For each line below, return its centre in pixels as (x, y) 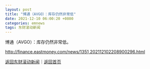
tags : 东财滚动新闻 (23, 28)
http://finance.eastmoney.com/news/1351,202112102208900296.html (75, 52)
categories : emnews (25, 23)
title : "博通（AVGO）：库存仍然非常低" (41, 14)
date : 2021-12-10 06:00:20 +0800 (39, 18)
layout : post (18, 9)
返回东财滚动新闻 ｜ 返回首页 (33, 62)
